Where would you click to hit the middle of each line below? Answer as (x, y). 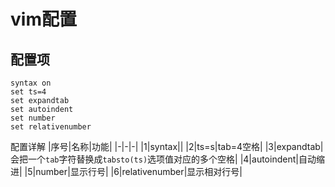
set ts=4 (28, 92)
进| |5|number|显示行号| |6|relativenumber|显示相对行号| (126, 171)
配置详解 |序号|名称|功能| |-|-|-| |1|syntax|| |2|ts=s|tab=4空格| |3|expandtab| (167, 146)
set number (33, 118)
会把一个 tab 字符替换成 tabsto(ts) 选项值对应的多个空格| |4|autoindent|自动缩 (167, 159)
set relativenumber (51, 127)
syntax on (31, 83)
